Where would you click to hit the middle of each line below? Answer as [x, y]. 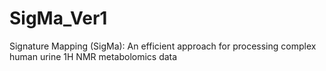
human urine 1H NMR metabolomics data [93, 56]
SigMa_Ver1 [58, 18]
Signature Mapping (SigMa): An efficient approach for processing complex [163, 46]
